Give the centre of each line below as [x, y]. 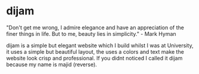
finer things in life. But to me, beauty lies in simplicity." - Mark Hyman [91, 33]
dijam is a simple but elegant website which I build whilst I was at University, [100, 45]
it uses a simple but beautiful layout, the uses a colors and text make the [95, 51]
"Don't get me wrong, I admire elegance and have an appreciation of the [95, 27]
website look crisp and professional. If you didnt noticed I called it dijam [94, 58]
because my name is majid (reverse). [52, 64]
